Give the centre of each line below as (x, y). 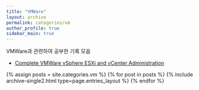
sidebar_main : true (30, 34)
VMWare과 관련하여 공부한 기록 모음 (48, 52)
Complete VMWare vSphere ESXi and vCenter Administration (89, 63)
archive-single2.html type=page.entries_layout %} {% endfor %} (85, 81)
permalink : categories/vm (38, 22)
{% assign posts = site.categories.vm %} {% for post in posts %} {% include (99, 75)
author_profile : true (33, 28)
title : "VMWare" (26, 12)
